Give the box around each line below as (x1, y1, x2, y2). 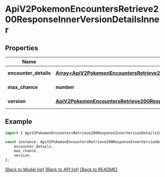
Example (5, 118, 32, 126)
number (55, 84, 75, 90)
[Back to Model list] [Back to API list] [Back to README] (5, 167, 118, 173)
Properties (5, 44, 38, 52)
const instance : (5, 139, 38, 144)
